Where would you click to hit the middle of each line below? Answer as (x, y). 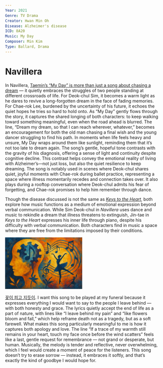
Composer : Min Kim (24, 42)
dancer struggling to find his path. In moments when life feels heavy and (78, 137)
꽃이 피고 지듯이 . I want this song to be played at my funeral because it (75, 297)
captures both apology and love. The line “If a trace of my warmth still (75, 329)
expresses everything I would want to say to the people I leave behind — (78, 303)
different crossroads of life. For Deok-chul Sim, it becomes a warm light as (80, 95)
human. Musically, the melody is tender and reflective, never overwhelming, (81, 344)
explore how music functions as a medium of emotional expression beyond (81, 204)
